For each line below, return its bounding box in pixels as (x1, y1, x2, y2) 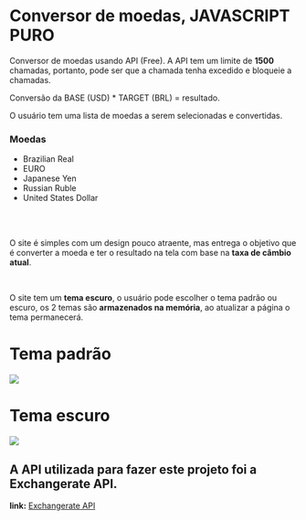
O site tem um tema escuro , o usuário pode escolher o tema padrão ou (9, 292, 278, 303)
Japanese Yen (22, 173, 78, 184)
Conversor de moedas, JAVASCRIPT (9, 5, 290, 27)
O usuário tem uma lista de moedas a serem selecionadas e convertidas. (9, 110, 283, 121)
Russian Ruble (22, 183, 77, 194)
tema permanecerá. (9, 312, 84, 323)
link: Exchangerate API (9, 500, 96, 511)
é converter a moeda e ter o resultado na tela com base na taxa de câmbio (9, 248, 292, 259)
